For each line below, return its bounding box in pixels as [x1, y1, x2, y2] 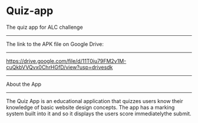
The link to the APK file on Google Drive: [6, 40, 104, 48]
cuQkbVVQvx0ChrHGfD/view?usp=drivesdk [6, 64, 113, 71]
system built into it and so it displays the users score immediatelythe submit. [6, 110, 192, 117]
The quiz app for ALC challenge [6, 24, 84, 31]
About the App [6, 81, 42, 88]
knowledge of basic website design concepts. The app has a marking [6, 104, 175, 111]
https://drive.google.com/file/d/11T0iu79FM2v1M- [6, 57, 127, 64]
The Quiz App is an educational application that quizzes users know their [6, 97, 184, 104]
